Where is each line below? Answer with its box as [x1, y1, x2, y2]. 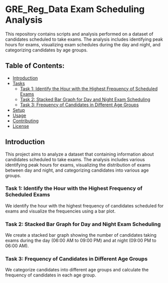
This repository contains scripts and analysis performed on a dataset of [5, 31, 153, 37]
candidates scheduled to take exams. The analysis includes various [5, 156, 145, 162]
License [12, 123, 29, 129]
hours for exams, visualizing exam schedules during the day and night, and [5, 41, 161, 47]
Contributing [12, 117, 39, 124]
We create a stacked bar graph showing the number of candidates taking [5, 232, 157, 238]
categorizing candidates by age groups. [5, 47, 88, 53]
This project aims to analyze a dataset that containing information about [5, 151, 154, 157]
